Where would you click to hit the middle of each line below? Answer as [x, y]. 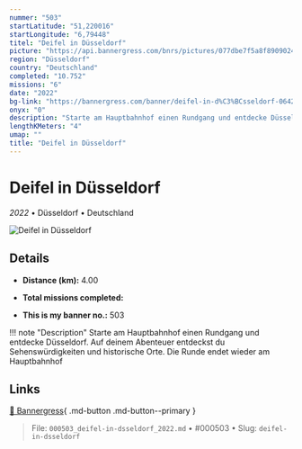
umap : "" [26, 135]
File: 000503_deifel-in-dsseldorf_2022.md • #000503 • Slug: [144, 428]
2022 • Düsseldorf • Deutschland [72, 212]
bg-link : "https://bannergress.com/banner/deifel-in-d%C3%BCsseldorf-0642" [154, 101]
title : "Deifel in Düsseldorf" [68, 143]
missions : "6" [36, 85]
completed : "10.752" [48, 76]
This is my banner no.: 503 [73, 315]
